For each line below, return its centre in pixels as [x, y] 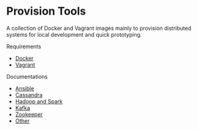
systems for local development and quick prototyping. [74, 34]
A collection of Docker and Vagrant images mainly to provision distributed [99, 28]
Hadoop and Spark [39, 101]
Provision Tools [46, 11]
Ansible [25, 88]
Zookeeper [29, 114]
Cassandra [29, 95]
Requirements [24, 46]
